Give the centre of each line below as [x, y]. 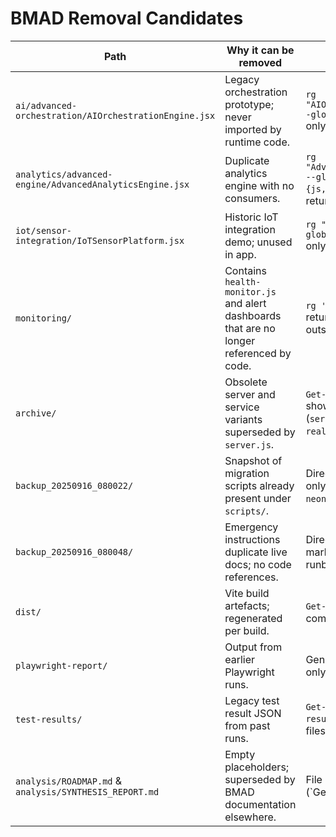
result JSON [253, 713]
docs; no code [258, 564]
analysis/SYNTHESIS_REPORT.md [87, 791]
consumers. [252, 198]
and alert [245, 303]
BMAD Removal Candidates [127, 18]
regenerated [253, 618]
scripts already [259, 485]
